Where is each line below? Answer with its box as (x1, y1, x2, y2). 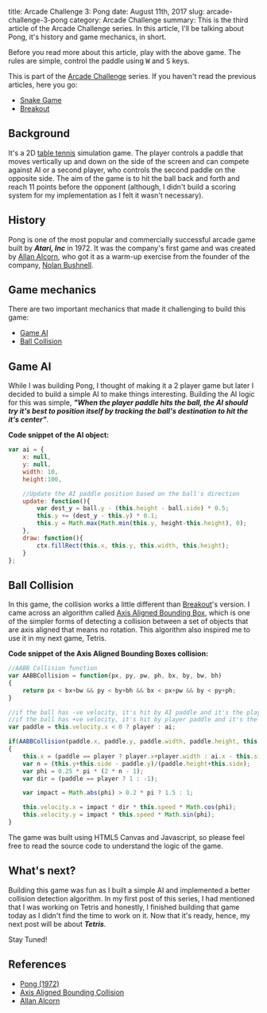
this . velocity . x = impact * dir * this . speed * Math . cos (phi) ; (22, 803, 237, 811)
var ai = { (8, 446, 44, 453)
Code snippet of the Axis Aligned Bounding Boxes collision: (8, 649, 209, 658)
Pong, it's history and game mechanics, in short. (8, 32, 167, 41)
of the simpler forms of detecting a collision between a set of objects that (8, 617, 249, 626)
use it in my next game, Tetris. (8, 634, 107, 643)
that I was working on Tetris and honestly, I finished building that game (8, 902, 240, 912)
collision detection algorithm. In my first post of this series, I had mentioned (8, 893, 255, 903)
